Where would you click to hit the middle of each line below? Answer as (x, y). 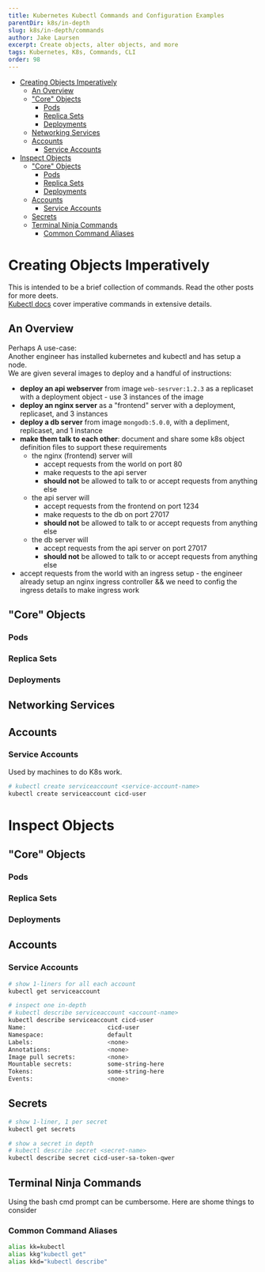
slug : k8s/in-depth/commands (56, 30)
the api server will (60, 497)
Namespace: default (70, 1035)
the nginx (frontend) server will (82, 455)
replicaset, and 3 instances (64, 413)
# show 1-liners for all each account (72, 984)
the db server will (60, 539)
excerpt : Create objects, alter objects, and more (93, 45)
